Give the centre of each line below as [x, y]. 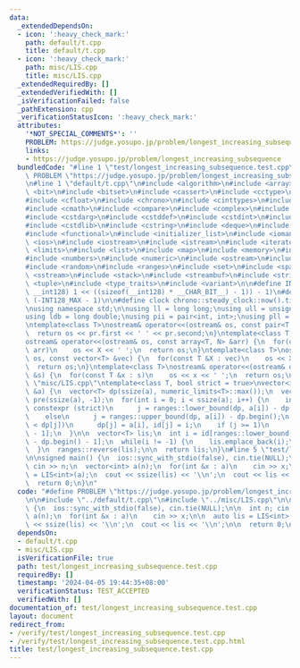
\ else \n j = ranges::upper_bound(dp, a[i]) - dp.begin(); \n [158, 417]
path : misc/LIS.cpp [62, 68]
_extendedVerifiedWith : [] [67, 92]
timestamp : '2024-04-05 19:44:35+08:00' [93, 583]
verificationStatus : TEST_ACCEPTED [83, 591]
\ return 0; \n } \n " [62, 483]
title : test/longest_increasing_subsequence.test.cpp [112, 649]
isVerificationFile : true [66, 558]
